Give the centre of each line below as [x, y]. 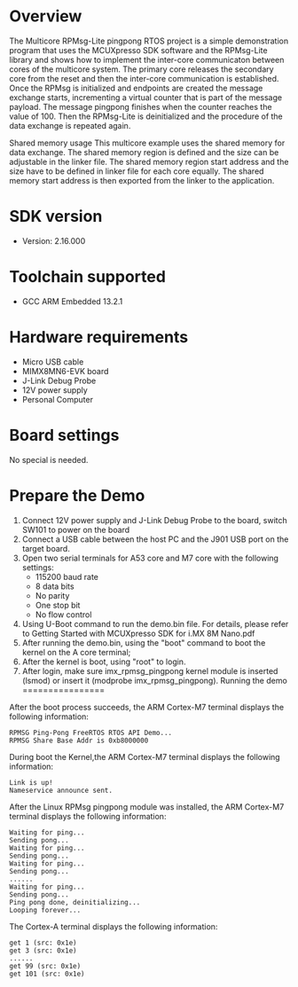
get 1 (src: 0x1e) [43, 943]
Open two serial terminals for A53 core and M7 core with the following [150, 558]
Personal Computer [57, 399]
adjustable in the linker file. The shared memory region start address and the [149, 161]
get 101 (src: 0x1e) [47, 974]
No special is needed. [49, 459]
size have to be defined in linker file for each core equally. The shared [137, 171]
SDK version [56, 217]
